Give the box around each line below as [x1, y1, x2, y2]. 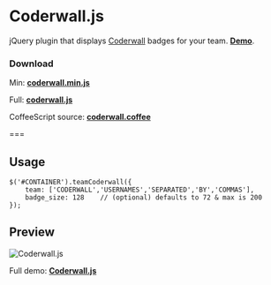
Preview [9, 225, 56, 240]
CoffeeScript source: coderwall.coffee [9, 112, 152, 123]
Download [9, 57, 55, 70]
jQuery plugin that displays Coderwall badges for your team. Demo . [9, 35, 255, 46]
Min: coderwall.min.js [9, 78, 90, 88]
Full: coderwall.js [9, 94, 73, 105]
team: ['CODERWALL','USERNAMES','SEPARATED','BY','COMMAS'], [25, 185, 254, 195]
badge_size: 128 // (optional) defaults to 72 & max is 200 [25, 193, 263, 202]
